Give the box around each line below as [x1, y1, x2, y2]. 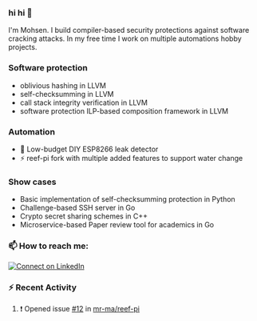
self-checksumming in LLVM [19, 89, 114, 98]
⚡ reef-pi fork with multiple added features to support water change [19, 153, 243, 163]
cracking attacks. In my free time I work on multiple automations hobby [8, 34, 242, 43]
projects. [8, 42, 38, 52]
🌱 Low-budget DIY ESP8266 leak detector [19, 144, 159, 154]
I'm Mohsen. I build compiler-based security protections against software [8, 26, 250, 35]
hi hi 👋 [8, 7, 33, 18]
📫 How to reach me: [8, 240, 89, 251]
